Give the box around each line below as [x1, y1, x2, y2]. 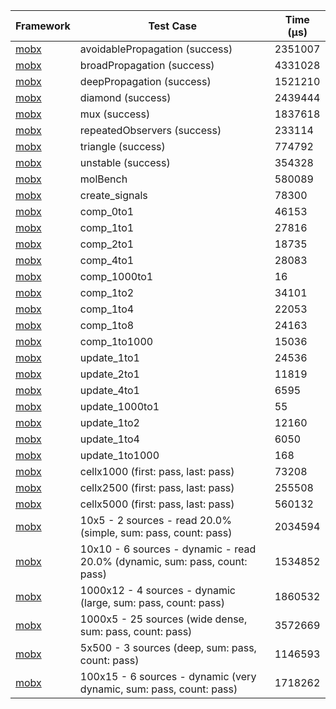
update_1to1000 [79, 449, 160, 462]
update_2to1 [79, 367, 140, 381]
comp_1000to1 [79, 270, 154, 283]
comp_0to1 [79, 205, 135, 218]
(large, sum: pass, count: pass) [79, 596, 225, 609]
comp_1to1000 [79, 335, 154, 348]
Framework [15, 19, 71, 33]
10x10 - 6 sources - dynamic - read [79, 542, 257, 556]
